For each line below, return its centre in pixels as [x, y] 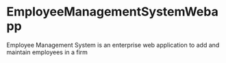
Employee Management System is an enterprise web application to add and [113, 45]
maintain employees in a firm [47, 52]
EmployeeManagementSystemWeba [112, 12]
